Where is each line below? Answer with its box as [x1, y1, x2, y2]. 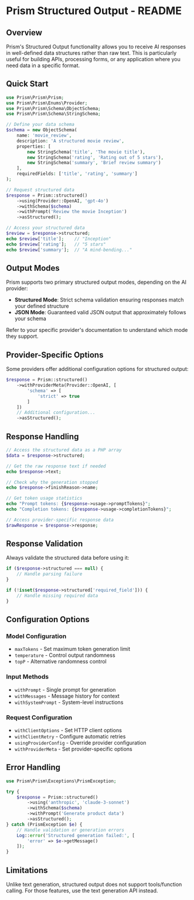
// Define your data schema [6, 122, 75, 128]
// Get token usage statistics [6, 496, 83, 502]
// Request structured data [6, 187, 75, 192]
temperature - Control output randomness [14, 652, 115, 659]
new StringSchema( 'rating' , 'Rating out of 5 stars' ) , [27, 154, 164, 160]
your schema [14, 315, 47, 322]
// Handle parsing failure [16, 571, 83, 577]
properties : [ [16, 143, 51, 150]
